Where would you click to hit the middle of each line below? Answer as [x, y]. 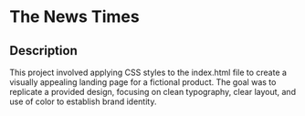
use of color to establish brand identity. [83, 101]
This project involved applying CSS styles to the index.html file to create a [148, 72]
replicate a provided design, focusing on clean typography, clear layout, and [153, 92]
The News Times [74, 17]
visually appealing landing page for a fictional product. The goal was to [143, 82]
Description [43, 51]
